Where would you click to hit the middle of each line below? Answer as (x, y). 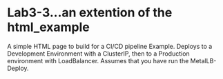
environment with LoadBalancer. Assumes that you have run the (98, 60)
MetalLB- (203, 60)
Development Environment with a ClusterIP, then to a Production (98, 54)
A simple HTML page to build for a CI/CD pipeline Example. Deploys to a (110, 46)
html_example (48, 27)
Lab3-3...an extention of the (90, 13)
